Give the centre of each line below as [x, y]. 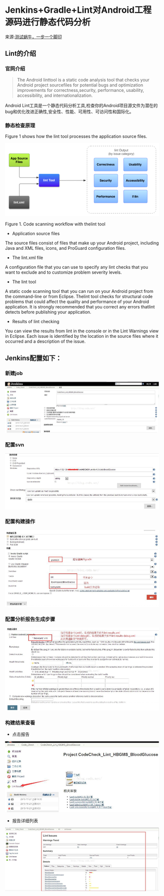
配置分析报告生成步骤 [30, 619]
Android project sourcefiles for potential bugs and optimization [80, 85]
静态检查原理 [20, 125]
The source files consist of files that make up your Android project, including [82, 243]
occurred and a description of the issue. [45, 341]
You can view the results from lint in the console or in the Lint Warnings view [82, 331]
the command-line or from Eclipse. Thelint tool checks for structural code [79, 297]
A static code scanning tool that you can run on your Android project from [79, 291]
